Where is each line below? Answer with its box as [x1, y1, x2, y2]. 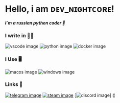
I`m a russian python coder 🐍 [5, 20, 65, 26]
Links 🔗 [5, 81, 23, 88]
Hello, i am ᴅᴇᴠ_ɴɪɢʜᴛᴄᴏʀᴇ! [5, 3, 114, 15]
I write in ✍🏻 [5, 32, 34, 39]
